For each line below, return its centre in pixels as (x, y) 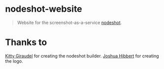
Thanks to (26, 42)
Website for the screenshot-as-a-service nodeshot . (69, 23)
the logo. (14, 61)
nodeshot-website (44, 9)
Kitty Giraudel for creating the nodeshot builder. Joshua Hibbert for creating (82, 56)
